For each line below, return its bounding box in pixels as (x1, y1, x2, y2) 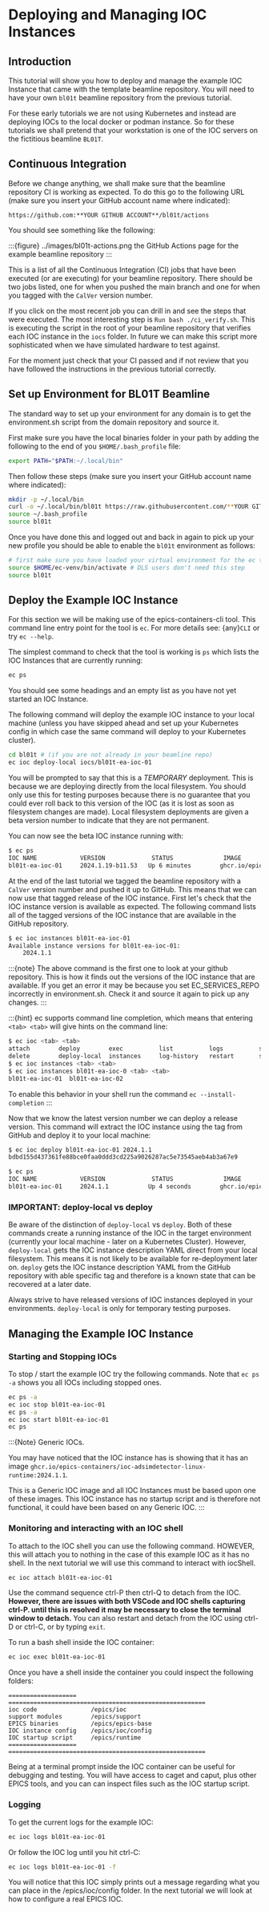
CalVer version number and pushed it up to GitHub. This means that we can (8, 884, 257, 894)
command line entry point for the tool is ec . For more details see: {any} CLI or (8, 623, 260, 633)
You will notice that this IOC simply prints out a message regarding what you (8, 1877, 260, 1887)
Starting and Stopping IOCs (8, 1350, 118, 1362)
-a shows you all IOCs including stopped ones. (8, 1378, 163, 1387)
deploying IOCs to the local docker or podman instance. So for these (8, 117, 235, 126)
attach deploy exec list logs (8, 1045, 224, 1053)
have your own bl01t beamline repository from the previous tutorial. (8, 93, 232, 102)
